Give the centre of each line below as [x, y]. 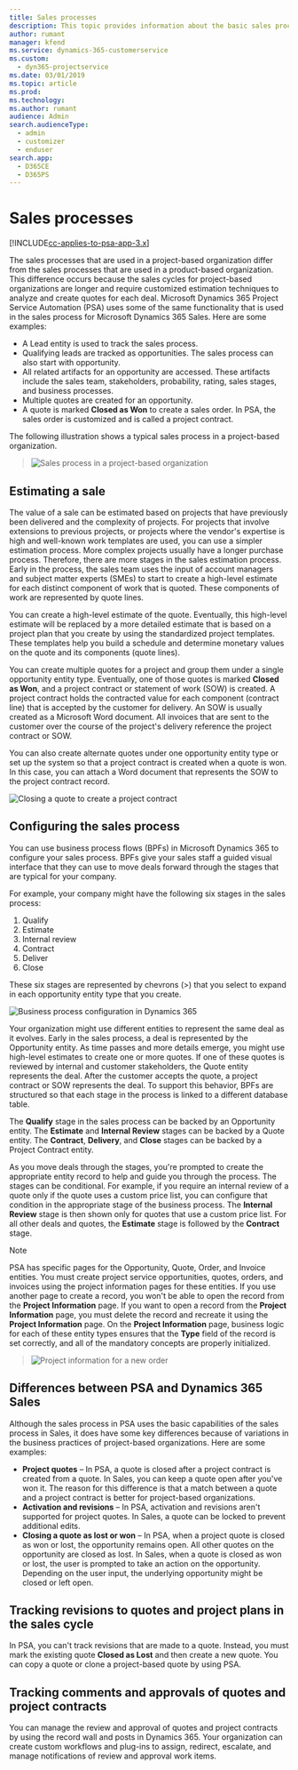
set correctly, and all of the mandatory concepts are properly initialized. [140, 1342]
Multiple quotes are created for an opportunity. [107, 400]
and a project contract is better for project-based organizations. [138, 1497]
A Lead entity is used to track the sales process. [110, 344]
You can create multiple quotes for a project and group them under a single [146, 669]
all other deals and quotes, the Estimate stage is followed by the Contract [145, 1223]
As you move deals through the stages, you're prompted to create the [137, 1166]
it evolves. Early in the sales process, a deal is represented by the [129, 1037]
